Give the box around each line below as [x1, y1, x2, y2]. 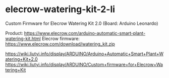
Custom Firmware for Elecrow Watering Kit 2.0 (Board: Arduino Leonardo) [5, 20, 158, 26]
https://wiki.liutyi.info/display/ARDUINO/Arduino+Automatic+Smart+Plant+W [5, 51, 164, 57]
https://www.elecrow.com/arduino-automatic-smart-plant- [24, 30, 146, 36]
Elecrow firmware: [42, 35, 80, 42]
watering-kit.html [5, 35, 41, 42]
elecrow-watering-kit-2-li [5, 4, 115, 15]
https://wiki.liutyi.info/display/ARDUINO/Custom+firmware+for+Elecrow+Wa [5, 61, 163, 67]
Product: [5, 30, 23, 36]
